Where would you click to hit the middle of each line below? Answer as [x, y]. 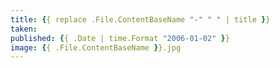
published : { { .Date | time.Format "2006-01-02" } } [120, 38]
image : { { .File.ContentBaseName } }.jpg [96, 47]
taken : [24, 29]
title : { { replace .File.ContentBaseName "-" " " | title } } [140, 19]
